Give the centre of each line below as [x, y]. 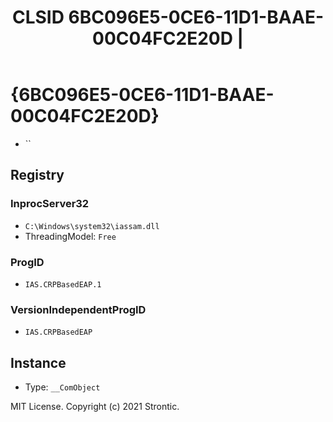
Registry [37, 175]
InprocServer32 [50, 204]
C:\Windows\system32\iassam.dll [92, 226]
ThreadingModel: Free [70, 236]
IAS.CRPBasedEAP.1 [63, 284]
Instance [38, 362]
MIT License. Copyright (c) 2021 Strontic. [95, 407]
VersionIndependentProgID [78, 309]
